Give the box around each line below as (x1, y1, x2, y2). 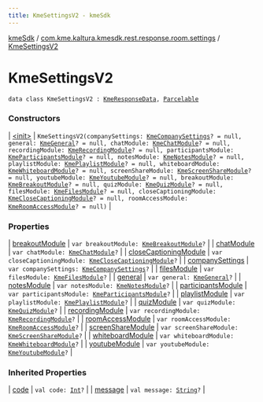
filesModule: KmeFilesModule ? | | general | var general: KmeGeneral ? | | (8, 272, 242, 282)
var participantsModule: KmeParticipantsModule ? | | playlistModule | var (8, 289, 246, 299)
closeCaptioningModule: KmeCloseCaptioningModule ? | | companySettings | (8, 256, 250, 265)
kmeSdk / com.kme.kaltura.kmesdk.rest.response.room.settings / (8, 33, 220, 42)
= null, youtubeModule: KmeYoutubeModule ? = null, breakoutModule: (8, 174, 235, 182)
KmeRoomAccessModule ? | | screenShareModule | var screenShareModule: (8, 323, 239, 332)
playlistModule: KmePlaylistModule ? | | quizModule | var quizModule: (8, 297, 236, 307)
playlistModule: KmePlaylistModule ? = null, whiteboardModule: (8, 160, 220, 168)
